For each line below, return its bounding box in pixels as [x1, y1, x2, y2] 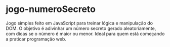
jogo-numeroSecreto [6, 3, 96, 15]
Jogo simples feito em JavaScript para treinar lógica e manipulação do [6, 20, 153, 26]
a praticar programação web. [6, 36, 66, 42]
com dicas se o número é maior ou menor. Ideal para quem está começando [6, 30, 165, 36]
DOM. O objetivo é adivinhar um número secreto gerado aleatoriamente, [6, 25, 156, 31]
